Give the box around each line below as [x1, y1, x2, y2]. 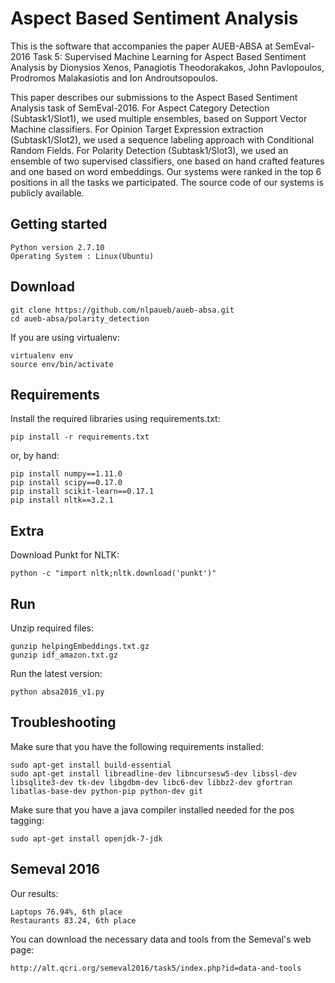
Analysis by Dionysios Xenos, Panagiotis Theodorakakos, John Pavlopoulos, [10, 61, 325, 73]
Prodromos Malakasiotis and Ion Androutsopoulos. [10, 72, 219, 84]
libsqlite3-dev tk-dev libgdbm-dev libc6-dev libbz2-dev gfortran [10, 777, 293, 787]
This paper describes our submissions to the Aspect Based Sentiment [10, 91, 298, 103]
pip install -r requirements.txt [10, 432, 150, 442]
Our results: [10, 887, 59, 899]
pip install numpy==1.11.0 [10, 469, 123, 479]
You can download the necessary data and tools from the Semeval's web [10, 933, 312, 945]
